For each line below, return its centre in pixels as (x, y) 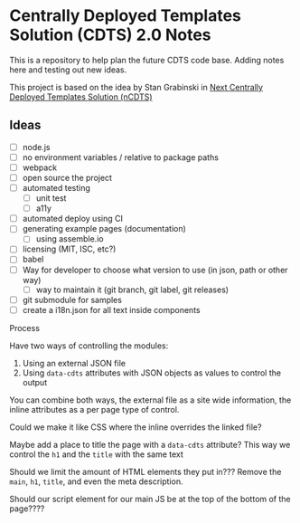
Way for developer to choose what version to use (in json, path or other (155, 270)
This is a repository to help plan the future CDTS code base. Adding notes (147, 60)
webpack (39, 167)
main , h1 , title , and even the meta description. (96, 481)
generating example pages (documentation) (104, 229)
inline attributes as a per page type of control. (94, 409)
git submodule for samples (72, 300)
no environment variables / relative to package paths (121, 157)
